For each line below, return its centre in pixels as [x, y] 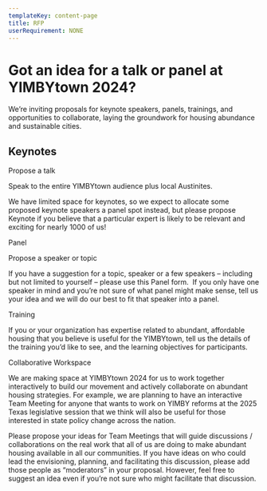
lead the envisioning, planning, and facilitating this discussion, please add [129, 461]
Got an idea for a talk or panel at [116, 70]
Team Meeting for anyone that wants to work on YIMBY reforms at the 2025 [133, 404]
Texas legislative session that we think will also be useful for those [117, 412]
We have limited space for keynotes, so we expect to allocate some [119, 202]
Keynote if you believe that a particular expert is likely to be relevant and [127, 219]
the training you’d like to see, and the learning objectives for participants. [128, 347]
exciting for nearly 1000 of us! [57, 227]
